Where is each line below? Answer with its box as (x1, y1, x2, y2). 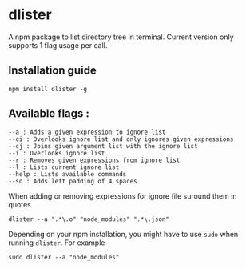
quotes (8, 199, 32, 209)
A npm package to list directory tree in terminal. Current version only (8, 32, 234, 42)
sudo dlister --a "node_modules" (8, 253, 120, 261)
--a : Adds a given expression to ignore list (8, 128, 166, 136)
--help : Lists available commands (8, 170, 127, 178)
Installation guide (8, 64, 97, 78)
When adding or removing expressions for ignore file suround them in (8, 191, 237, 201)
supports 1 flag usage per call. (8, 40, 108, 50)
